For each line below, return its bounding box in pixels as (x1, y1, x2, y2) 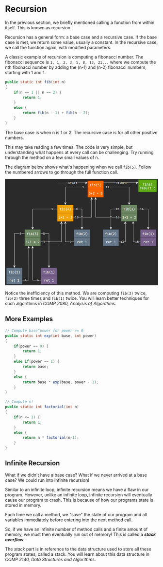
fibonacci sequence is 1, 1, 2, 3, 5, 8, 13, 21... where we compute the (5, 59, 156, 65)
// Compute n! (5, 399, 34, 404)
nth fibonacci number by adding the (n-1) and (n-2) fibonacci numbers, (5, 64, 147, 70)
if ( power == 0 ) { (14, 344, 49, 349)
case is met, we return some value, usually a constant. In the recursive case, (5, 39, 158, 45)
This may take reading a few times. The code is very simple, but (5, 144, 133, 150)
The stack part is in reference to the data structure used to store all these (5, 546, 151, 552)
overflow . (5, 536, 25, 542)
